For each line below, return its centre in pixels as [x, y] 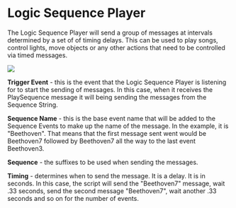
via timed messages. [38, 55]
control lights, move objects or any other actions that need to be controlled [116, 47]
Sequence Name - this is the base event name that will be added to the [112, 118]
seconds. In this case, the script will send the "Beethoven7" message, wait [116, 183]
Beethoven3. [26, 148]
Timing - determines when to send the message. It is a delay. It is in [106, 175]
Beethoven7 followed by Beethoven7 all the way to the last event [102, 141]
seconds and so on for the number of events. [73, 198]
